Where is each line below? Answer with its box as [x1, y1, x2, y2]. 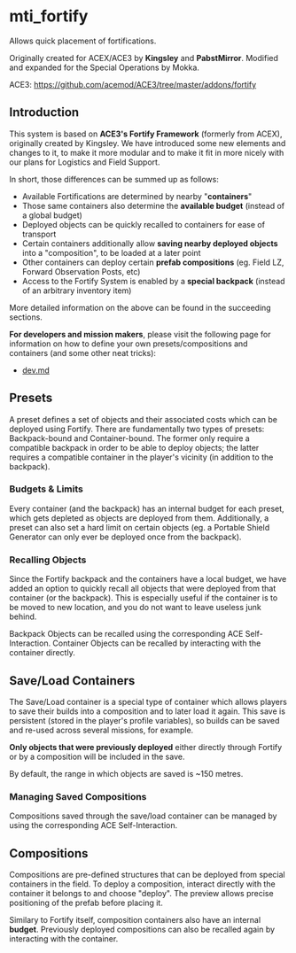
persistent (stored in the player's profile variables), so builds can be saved [9, 715, 280, 725]
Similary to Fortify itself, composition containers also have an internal [9, 915, 261, 926]
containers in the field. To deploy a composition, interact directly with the [9, 879, 277, 889]
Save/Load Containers [9, 673, 136, 688]
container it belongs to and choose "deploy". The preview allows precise [9, 888, 274, 899]
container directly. [9, 647, 75, 658]
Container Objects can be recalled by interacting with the [52, 638, 261, 648]
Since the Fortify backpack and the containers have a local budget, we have [9, 574, 287, 585]
